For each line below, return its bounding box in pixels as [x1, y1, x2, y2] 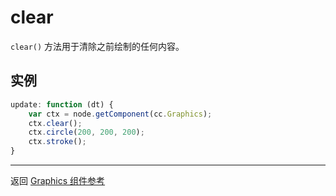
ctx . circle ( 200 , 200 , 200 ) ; [28, 127, 145, 138]
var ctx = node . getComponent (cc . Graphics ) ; [28, 109, 213, 119]
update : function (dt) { [10, 99, 114, 110]
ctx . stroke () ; [28, 137, 87, 147]
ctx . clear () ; [28, 118, 83, 128]
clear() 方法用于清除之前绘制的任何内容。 [10, 40, 185, 52]
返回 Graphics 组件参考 [10, 175, 106, 186]
